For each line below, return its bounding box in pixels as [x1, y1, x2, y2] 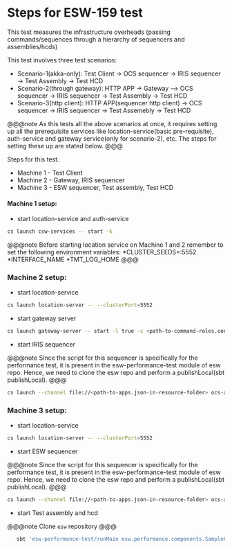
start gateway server [17, 314, 77, 323]
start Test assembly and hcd [17, 508, 99, 517]
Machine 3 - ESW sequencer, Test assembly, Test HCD [17, 183, 174, 191]
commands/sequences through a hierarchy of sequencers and [7, 35, 185, 43]
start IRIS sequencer [17, 340, 76, 349]
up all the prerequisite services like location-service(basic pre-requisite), [7, 127, 214, 135]
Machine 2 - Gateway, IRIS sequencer [17, 175, 125, 184]
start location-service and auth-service [17, 215, 129, 223]
